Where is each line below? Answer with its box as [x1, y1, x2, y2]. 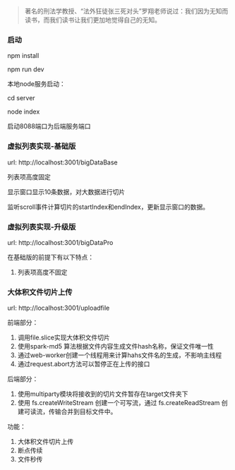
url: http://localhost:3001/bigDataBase [7, 158, 118, 167]
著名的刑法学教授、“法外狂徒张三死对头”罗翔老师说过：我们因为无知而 [24, 7, 229, 15]
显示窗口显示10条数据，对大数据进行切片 [7, 187, 126, 196]
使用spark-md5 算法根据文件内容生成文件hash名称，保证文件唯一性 [17, 342, 214, 351]
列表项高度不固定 [17, 267, 68, 276]
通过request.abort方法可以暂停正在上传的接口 [17, 360, 150, 368]
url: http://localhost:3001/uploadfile [7, 303, 110, 313]
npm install [7, 52, 40, 60]
